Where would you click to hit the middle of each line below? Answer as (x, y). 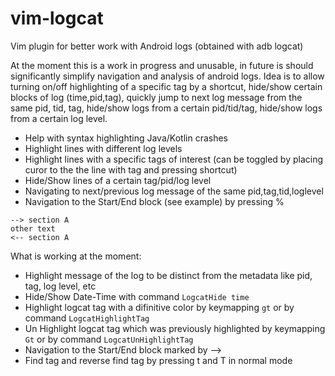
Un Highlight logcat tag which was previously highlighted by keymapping (175, 328)
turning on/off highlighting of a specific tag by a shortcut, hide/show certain (166, 86)
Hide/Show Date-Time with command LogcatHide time (137, 296)
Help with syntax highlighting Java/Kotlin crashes (126, 138)
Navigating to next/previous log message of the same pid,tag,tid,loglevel (174, 191)
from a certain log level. (59, 118)
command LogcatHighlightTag (87, 318)
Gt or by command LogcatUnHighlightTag (109, 339)
